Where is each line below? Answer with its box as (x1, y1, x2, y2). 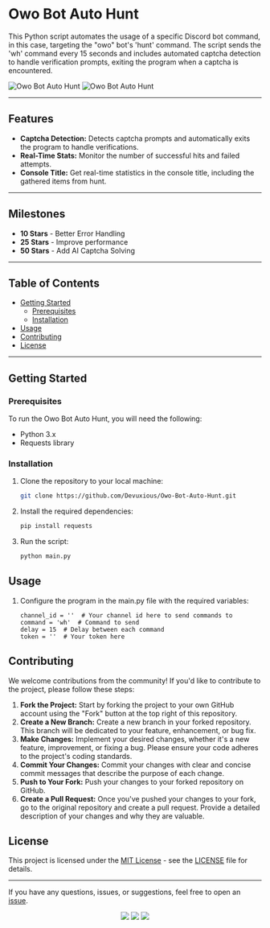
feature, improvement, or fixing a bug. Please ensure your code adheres (19, 742, 259, 753)
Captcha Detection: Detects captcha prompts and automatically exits (19, 134, 251, 143)
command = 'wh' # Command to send (19, 618, 140, 626)
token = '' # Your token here (19, 633, 125, 641)
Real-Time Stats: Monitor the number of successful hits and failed (19, 151, 240, 160)
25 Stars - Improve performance (19, 237, 129, 246)
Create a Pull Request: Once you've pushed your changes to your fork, (19, 794, 256, 803)
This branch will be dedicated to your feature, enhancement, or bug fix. (19, 725, 256, 735)
